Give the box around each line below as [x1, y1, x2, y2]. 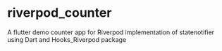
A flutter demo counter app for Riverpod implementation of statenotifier [7, 28, 215, 36]
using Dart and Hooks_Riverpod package [7, 35, 127, 43]
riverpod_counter [7, 5, 112, 21]
